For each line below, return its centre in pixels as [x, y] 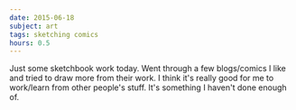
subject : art [34, 26]
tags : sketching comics [54, 34]
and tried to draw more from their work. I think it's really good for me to [142, 78]
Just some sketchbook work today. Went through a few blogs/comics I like [148, 69]
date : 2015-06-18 [42, 18]
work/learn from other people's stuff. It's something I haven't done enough [148, 87]
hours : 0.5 [30, 43]
